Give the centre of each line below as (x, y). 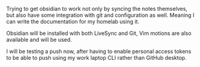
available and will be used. (39, 40)
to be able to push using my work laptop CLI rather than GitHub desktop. (97, 58)
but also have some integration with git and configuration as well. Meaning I (100, 15)
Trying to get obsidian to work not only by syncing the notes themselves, (97, 9)
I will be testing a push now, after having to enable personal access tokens (99, 51)
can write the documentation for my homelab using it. (73, 21)
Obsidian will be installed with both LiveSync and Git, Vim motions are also (99, 33)
